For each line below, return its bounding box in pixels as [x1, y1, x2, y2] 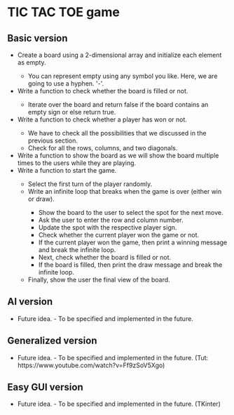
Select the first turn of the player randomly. [27, 180, 153, 188]
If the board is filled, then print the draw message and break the [38, 261, 223, 269]
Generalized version [7, 335, 97, 347]
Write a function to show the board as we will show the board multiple [17, 152, 219, 159]
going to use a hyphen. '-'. [27, 79, 104, 88]
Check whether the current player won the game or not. [38, 231, 200, 239]
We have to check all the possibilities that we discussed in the [27, 129, 207, 137]
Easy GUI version [7, 381, 84, 393]
